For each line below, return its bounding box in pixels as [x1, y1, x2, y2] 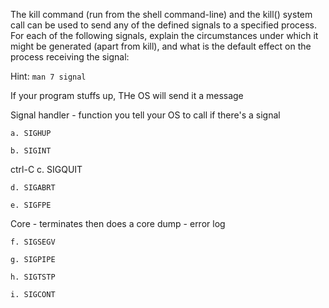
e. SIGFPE [10, 200, 52, 210]
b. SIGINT [10, 146, 52, 156]
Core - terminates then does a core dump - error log [10, 218, 226, 229]
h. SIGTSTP [10, 272, 56, 282]
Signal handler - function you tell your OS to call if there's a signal [10, 109, 281, 121]
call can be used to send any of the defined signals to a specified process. [10, 19, 318, 31]
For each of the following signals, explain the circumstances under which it [10, 30, 319, 41]
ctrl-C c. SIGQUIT [10, 164, 83, 175]
